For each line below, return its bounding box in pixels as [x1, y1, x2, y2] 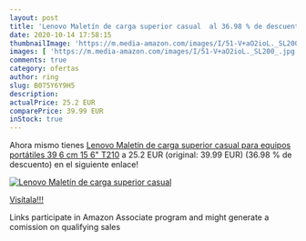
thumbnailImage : [9, 38, 71, 48]
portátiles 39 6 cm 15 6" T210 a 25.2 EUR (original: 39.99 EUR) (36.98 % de [9, 149, 292, 160]
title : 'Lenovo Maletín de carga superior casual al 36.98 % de [9, 22, 262, 31]
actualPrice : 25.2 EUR [9, 97, 96, 107]
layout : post [9, 13, 59, 23]
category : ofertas [9, 65, 79, 74]
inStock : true [9, 115, 64, 124]
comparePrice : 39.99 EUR [9, 106, 104, 115]
